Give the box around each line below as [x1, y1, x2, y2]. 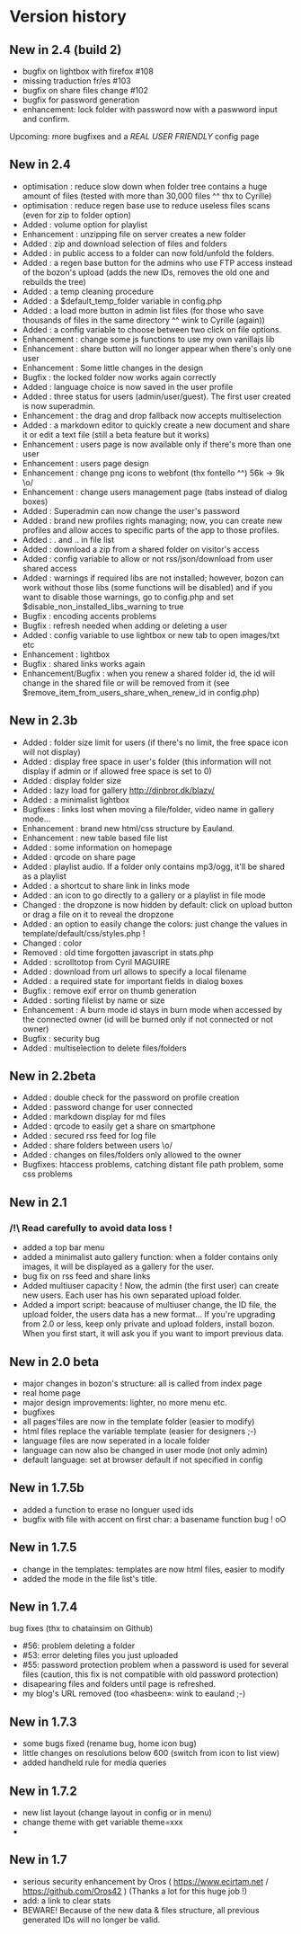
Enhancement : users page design [22, 457, 150, 468]
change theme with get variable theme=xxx [22, 1817, 183, 1827]
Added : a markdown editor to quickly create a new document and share [22, 420, 290, 430]
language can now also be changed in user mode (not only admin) [22, 1444, 268, 1455]
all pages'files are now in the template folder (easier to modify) [22, 1415, 255, 1426]
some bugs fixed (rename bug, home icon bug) [22, 1738, 198, 1749]
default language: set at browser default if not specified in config [22, 1454, 263, 1465]
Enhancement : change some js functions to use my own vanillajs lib [22, 333, 276, 344]
